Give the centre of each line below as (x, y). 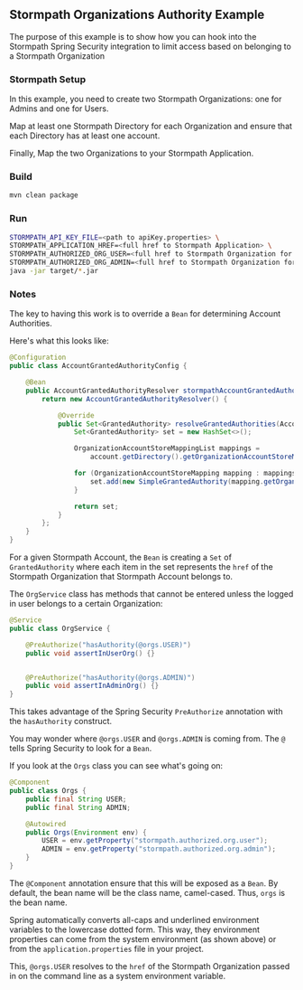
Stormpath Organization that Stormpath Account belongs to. (121, 576)
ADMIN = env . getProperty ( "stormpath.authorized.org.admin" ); (159, 849)
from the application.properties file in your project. (107, 948)
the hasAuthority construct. (61, 721)
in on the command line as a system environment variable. (118, 976)
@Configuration (38, 358)
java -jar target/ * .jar (54, 271)
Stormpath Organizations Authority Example (137, 15)
